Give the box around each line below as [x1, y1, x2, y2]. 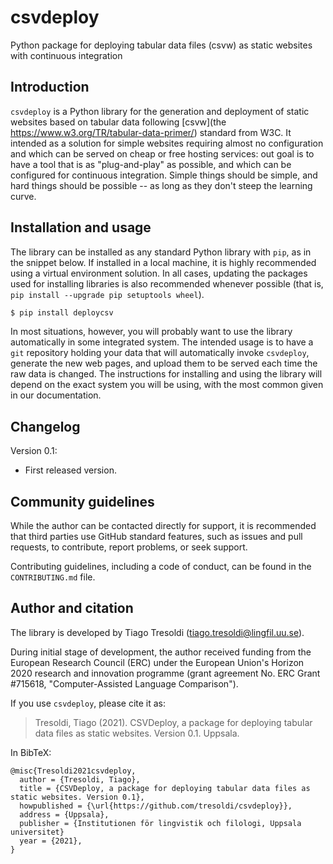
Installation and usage [10, 219, 152, 236]
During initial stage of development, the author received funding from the [10, 646, 312, 658]
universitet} [10, 827, 65, 837]
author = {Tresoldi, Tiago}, [19, 774, 141, 785]
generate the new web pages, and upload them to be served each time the [10, 357, 318, 370]
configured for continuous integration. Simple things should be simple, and [10, 169, 318, 181]
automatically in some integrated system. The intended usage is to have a [10, 336, 314, 348]
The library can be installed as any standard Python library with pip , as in [10, 246, 312, 258]
